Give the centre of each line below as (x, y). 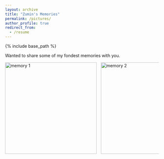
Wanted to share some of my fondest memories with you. (63, 56)
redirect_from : (20, 28)
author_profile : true (27, 23)
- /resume (19, 32)
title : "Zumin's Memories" (32, 14)
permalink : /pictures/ (28, 19)
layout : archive (21, 10)
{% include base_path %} (31, 46)
